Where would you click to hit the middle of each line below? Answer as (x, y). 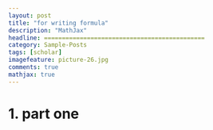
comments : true (34, 67)
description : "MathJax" (48, 30)
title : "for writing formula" (59, 23)
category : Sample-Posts (48, 45)
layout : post (30, 15)
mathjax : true (32, 75)
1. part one (44, 114)
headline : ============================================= (106, 38)
